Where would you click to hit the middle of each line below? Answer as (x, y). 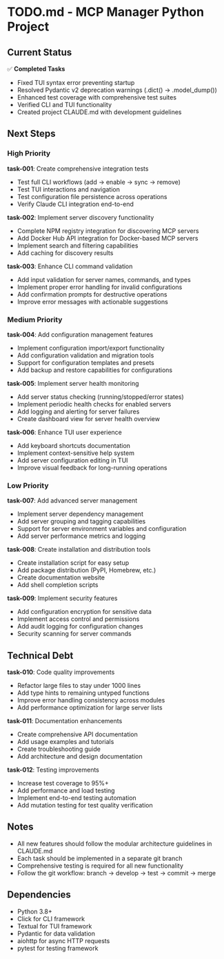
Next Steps (31, 134)
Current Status (40, 52)
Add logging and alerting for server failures (78, 411)
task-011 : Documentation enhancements (65, 721)
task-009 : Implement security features (62, 598)
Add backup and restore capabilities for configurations (95, 370)
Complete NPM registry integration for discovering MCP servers (108, 231)
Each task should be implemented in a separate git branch (100, 858)
